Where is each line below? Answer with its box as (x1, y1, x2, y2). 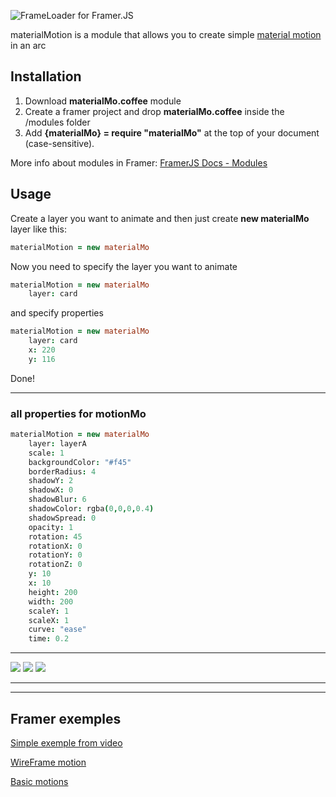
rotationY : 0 (28, 550, 83, 560)
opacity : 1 (28, 522, 74, 532)
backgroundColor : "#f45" (28, 457, 132, 467)
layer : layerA (28, 438, 87, 449)
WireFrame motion (10, 756, 87, 768)
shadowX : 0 (28, 485, 74, 495)
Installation (10, 68, 82, 85)
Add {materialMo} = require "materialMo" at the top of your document (24, 126, 320, 139)
